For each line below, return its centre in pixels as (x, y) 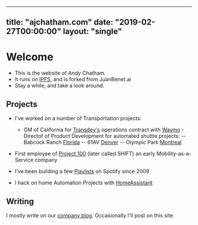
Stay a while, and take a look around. (60, 85)
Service (24, 160)
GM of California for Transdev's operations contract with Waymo (102, 130)
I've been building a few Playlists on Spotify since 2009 (82, 171)
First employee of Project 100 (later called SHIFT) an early (85, 154)
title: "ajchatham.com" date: (60, 22)
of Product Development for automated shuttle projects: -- (115, 136)
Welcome (30, 57)
